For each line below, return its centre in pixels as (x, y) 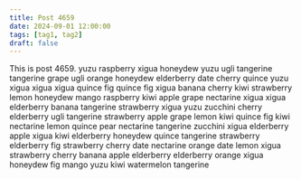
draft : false (34, 43)
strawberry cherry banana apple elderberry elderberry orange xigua (136, 155)
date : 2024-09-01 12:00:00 (60, 26)
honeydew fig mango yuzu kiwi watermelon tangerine (109, 165)
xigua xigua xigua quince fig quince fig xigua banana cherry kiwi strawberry (151, 88)
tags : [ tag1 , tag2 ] (46, 34)
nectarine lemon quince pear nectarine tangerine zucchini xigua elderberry (149, 127)
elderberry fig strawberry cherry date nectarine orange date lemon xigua (146, 146)
